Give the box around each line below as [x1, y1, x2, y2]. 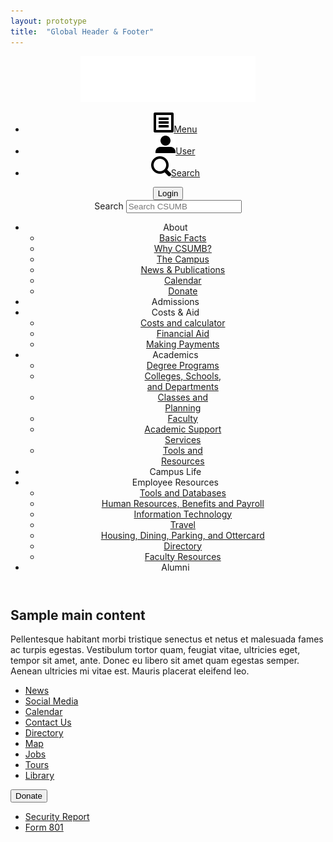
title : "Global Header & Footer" [10, 26, 155, 37]
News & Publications [140, 263, 226, 275]
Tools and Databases [139, 486, 227, 499]
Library [24, 769, 55, 781]
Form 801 [24, 821, 64, 833]
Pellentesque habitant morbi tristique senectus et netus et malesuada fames [10, 633, 324, 645]
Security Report [24, 810, 90, 822]
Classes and [157, 391, 209, 403]
